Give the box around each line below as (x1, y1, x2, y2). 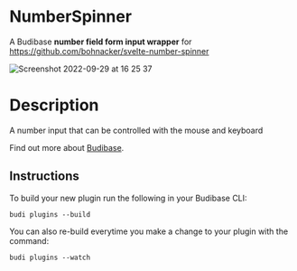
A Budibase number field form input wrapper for (9, 36, 192, 47)
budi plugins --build (9, 210, 91, 219)
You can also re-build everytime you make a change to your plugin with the (9, 226, 289, 237)
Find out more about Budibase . (9, 142, 125, 153)
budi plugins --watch (9, 253, 91, 262)
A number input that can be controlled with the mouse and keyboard (9, 125, 264, 135)
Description (9, 95, 99, 116)
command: (9, 235, 50, 246)
